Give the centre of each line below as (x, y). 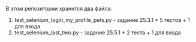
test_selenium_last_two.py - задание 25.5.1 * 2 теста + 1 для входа (97, 33)
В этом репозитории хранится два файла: (59, 9)
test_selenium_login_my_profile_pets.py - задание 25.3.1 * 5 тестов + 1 (102, 20)
